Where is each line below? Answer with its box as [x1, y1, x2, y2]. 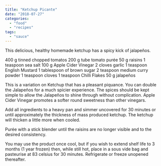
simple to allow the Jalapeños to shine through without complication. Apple [5, 92, 155, 98]
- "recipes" [9, 25, 34, 30]
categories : [5, 16, 29, 21]
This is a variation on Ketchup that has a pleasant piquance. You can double [5, 82, 157, 87]
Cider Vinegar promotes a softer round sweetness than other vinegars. [5, 97, 146, 103]
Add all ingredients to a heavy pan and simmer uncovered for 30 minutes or [5, 106, 156, 112]
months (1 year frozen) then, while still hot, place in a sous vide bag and [5, 146, 148, 152]
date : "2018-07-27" [5, 12, 45, 17]
